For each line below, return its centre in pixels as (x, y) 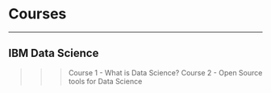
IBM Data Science (54, 53)
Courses (38, 14)
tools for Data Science (105, 81)
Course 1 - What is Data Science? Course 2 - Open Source (165, 72)
